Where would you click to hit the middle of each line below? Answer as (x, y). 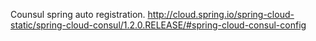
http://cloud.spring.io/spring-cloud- (221, 14)
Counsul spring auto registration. (78, 14)
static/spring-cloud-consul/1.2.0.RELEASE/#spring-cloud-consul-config (158, 25)
